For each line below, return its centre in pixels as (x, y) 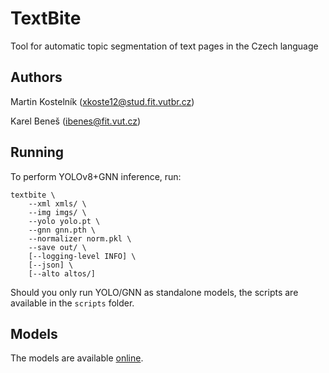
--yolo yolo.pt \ (64, 221)
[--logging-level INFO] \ (82, 256)
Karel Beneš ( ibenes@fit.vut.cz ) (76, 121)
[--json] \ (51, 265)
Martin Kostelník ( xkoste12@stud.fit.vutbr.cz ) (102, 101)
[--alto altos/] (62, 273)
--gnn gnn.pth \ (62, 230)
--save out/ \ (57, 247)
